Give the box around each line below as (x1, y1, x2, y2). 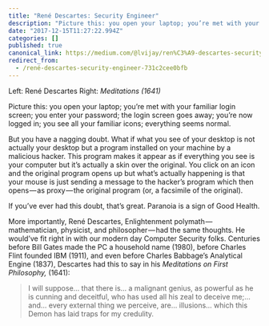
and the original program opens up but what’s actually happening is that (8, 168, 246, 177)
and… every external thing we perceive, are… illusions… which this (27, 300, 248, 310)
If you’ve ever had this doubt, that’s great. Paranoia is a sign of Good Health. (8, 201, 260, 210)
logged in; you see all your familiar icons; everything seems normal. (8, 118, 231, 128)
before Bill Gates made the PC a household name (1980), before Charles (8, 242, 247, 251)
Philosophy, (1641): (8, 267, 70, 277)
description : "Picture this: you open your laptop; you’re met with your (8, 19, 260, 27)
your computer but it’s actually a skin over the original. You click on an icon (8, 160, 255, 169)
